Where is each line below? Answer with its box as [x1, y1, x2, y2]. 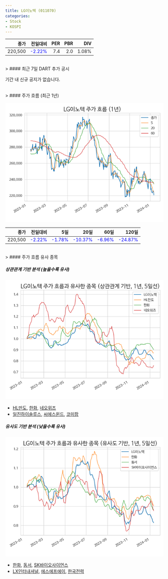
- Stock [5, 19, 22, 24]
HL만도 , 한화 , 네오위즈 [12, 404, 56, 411]
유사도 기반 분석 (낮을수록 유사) [5, 424, 66, 430]
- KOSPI [5, 24, 22, 29]
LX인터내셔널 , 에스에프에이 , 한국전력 [12, 568, 85, 574]
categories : [5, 13, 30, 19]
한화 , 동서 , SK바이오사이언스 [12, 562, 68, 568]
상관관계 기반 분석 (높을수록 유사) [5, 267, 70, 273]
